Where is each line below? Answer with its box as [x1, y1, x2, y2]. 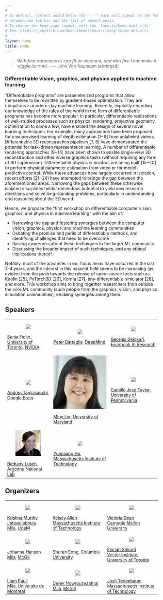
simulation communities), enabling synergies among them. [5, 291, 122, 297]
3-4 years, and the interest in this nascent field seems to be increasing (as [5, 266, 154, 271]
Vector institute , [107, 551, 139, 558]
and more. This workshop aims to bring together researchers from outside [5, 281, 153, 287]
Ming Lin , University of [53, 414, 98, 420]
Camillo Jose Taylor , [111, 387, 151, 392]
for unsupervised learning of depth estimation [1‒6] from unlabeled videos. [5, 134, 155, 140]
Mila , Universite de [7, 583, 45, 589]
